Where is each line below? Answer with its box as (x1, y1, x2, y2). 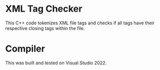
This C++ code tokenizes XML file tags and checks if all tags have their (5, 20, 155, 26)
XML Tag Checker (5, 3, 83, 15)
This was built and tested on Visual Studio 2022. (5, 59, 107, 66)
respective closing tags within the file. (5, 25, 85, 31)
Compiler (5, 43, 45, 55)
